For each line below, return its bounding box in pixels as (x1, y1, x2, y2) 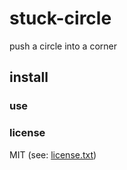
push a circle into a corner (9, 40, 117, 52)
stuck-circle (9, 7, 112, 30)
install (9, 69, 49, 86)
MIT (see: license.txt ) (9, 148, 97, 161)
